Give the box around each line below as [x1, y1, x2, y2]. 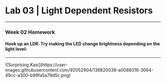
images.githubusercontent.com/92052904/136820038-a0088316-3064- [5, 67, 154, 73]
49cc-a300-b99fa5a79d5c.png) [5, 72, 71, 79]
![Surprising [5, 62, 29, 68]
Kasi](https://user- [30, 62, 68, 68]
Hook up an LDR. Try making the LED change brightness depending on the [5, 41, 160, 47]
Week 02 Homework [5, 29, 55, 36]
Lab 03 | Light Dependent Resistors [5, 5, 153, 16]
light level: [5, 46, 27, 52]
